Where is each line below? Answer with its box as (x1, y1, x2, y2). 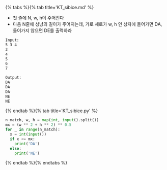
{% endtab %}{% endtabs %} (5, 160, 68, 166)
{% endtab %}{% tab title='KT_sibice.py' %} (5, 108, 98, 114)
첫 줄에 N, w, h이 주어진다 (12, 15, 64, 21)
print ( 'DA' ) (14, 141, 40, 146)
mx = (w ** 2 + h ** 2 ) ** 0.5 (5, 122, 72, 127)
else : (10, 146, 22, 151)
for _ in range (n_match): (5, 127, 60, 132)
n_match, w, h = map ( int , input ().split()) (5, 118, 99, 123)
